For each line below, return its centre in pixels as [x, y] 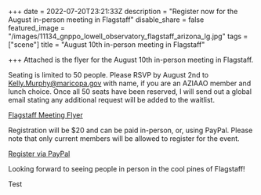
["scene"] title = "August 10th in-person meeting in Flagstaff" [107, 45]
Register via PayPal [39, 153]
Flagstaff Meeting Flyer [46, 115]
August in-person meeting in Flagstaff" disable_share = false [106, 20]
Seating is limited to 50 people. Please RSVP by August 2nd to [109, 75]
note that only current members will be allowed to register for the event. [124, 139]
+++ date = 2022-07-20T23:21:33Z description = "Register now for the [123, 11]
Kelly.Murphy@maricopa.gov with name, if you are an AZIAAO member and [130, 83]
